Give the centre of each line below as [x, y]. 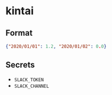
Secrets [20, 65]
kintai [20, 11]
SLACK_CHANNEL [31, 86]
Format [19, 33]
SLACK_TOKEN [29, 80]
